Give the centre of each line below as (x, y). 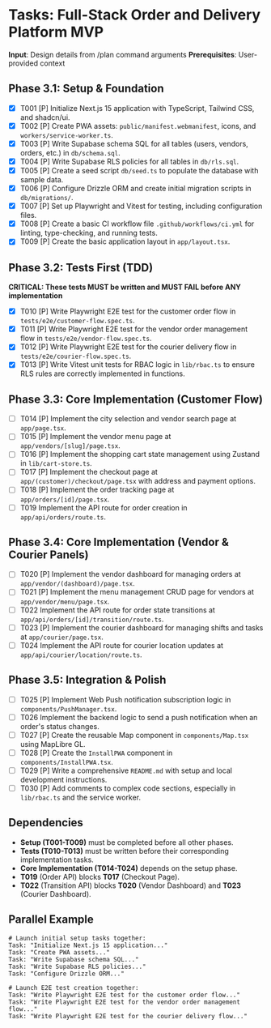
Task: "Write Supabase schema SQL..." (74, 959)
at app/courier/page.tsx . (61, 637)
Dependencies (46, 823)
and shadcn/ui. (45, 117)
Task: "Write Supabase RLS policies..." (78, 966)
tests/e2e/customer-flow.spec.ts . (77, 321)
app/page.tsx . (43, 428)
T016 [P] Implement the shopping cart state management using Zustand (140, 454)
